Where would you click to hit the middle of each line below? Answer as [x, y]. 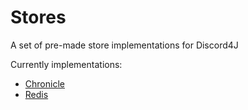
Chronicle [44, 83]
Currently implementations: [66, 64]
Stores [38, 17]
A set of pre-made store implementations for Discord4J [124, 45]
